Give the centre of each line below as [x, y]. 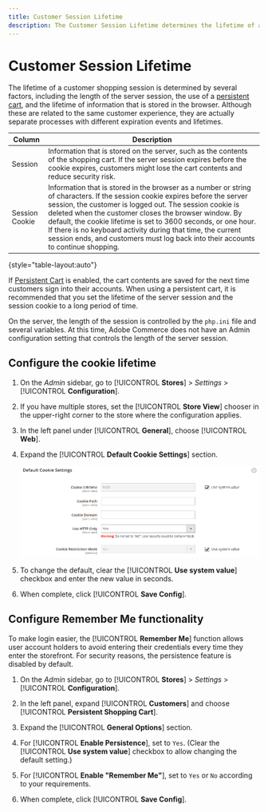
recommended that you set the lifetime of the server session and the [121, 297]
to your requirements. [55, 783]
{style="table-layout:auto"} [53, 264]
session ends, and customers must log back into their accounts [151, 239]
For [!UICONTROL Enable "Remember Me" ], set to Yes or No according [136, 775]
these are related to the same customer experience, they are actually [121, 113]
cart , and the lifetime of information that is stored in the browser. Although [130, 105]
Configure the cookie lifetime [83, 363]
